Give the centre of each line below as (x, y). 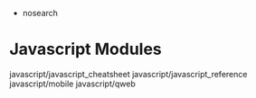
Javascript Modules (86, 49)
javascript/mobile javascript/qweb (72, 84)
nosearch (40, 13)
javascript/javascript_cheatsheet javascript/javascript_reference (128, 74)
